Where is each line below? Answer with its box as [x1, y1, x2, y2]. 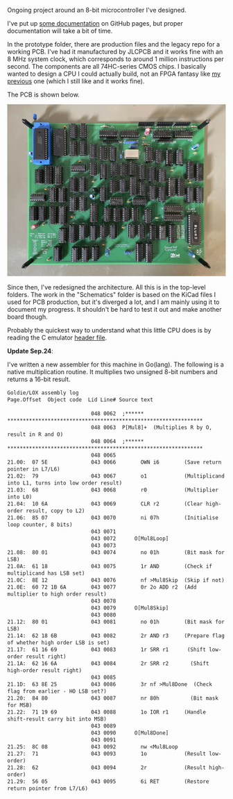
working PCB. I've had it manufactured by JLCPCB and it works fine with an [7, 48, 223, 56]
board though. [7, 312, 48, 321]
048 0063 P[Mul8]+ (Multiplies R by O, [91, 423, 213, 431]
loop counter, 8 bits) [7, 521, 73, 528]
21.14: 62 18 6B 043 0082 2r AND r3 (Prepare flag [7, 632, 225, 639]
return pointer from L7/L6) [7, 784, 89, 792]
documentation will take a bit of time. [7, 27, 113, 35]
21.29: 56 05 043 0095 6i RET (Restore [7, 777, 209, 785]
